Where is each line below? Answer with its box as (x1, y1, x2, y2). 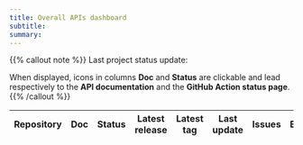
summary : (9, 30, 42, 39)
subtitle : (9, 22, 47, 31)
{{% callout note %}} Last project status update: (9, 55, 188, 66)
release (134, 123, 168, 136)
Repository (14, 118, 62, 131)
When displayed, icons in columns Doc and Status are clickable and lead (9, 72, 281, 83)
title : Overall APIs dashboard (9, 13, 127, 23)
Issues (252, 118, 281, 131)
